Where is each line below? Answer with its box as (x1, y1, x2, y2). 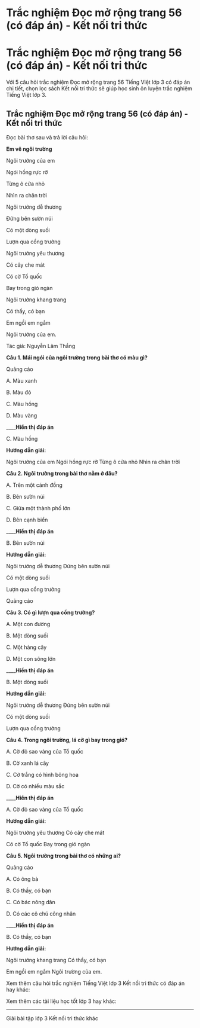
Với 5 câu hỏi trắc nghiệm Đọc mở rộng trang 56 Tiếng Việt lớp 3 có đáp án (6, 78, 190, 86)
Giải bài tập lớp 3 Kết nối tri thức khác (6, 1014, 98, 1022)
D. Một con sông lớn (6, 655, 56, 662)
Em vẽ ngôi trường (6, 145, 52, 152)
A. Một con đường (6, 620, 51, 627)
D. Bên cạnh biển (6, 516, 48, 523)
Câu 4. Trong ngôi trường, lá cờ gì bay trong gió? (6, 736, 128, 743)
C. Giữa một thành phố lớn (6, 504, 71, 511)
